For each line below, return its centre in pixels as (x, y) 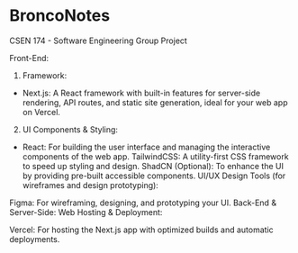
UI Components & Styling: (70, 129)
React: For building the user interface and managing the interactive (146, 147)
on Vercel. (41, 112)
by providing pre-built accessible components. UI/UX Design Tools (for (154, 176)
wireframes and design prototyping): (90, 185)
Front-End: (29, 58)
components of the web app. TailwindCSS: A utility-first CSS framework (156, 156)
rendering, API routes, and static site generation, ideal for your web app (155, 102)
